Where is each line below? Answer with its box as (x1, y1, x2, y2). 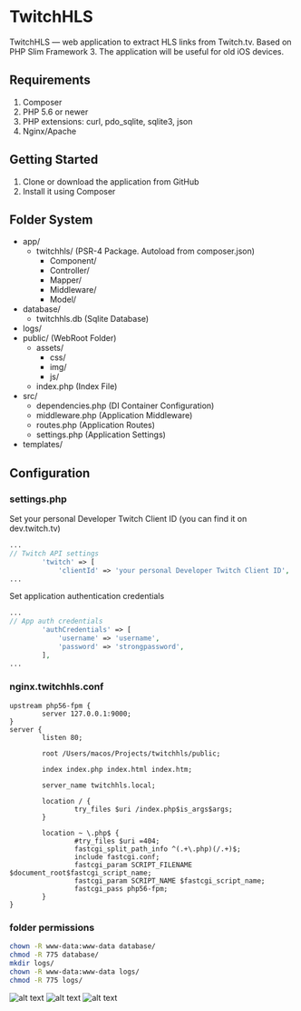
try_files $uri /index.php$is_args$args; (73, 805, 233, 814)
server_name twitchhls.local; (42, 780, 156, 790)
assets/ (35, 343, 64, 354)
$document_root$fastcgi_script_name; (9, 868, 152, 877)
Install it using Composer (22, 185, 116, 196)
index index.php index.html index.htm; (42, 765, 193, 774)
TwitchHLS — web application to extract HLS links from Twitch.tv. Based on (9, 36, 292, 47)
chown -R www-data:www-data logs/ (9, 966, 141, 976)
